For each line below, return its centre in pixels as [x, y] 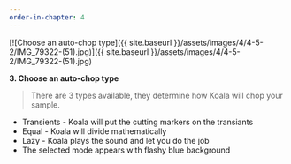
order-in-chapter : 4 [47, 17]
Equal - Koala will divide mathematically [94, 131]
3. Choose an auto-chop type [64, 78]
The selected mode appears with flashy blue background [126, 150]
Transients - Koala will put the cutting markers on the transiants [138, 122]
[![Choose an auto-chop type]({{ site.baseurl [91, 42]
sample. [45, 104]
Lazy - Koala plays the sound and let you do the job [115, 140]
